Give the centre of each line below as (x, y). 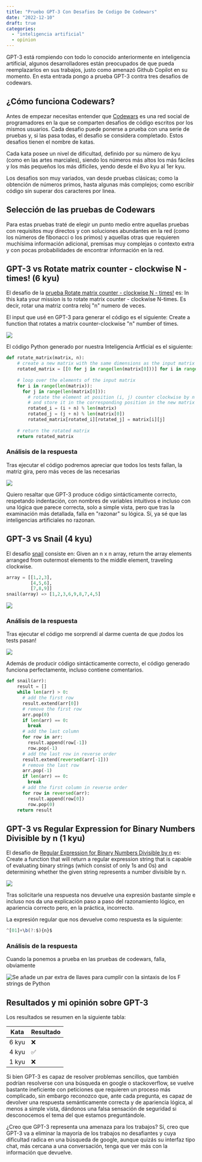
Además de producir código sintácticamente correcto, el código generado (98, 664)
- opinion (24, 40)
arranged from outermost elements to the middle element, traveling (90, 560)
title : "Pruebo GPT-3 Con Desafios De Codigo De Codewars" (82, 12)
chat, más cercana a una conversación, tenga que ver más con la (87, 1146)
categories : (21, 29)
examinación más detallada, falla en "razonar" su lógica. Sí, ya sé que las (97, 513)
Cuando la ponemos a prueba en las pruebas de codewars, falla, (86, 959)
